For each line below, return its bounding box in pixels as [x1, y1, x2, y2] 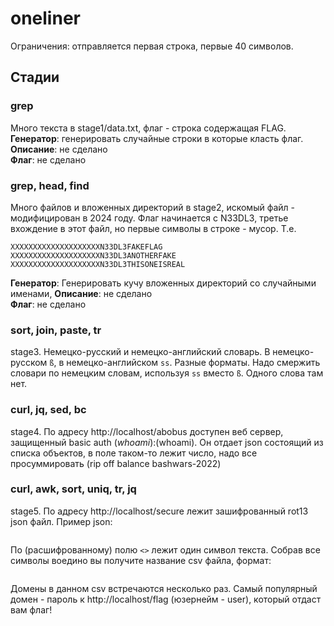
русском [10, 357, 48, 369]
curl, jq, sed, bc [10, 403, 87, 417]
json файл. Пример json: [10, 515, 113, 527]
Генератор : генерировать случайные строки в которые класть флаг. [10, 132, 304, 144]
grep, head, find [10, 178, 90, 192]
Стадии [10, 69, 60, 86]
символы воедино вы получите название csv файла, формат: [10, 554, 272, 566]
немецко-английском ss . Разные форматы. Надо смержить [66, 357, 321, 369]
